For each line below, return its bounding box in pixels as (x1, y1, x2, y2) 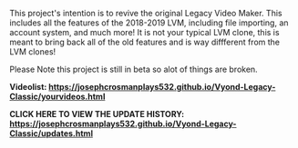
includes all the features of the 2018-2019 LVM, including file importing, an (9, 17, 289, 28)
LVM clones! (9, 46, 57, 57)
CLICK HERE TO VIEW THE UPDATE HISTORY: (9, 109, 185, 119)
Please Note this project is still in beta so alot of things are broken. (9, 64, 258, 74)
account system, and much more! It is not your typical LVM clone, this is (9, 27, 280, 37)
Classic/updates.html (9, 128, 94, 139)
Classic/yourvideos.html (9, 91, 106, 102)
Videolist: (9, 82, 47, 92)
